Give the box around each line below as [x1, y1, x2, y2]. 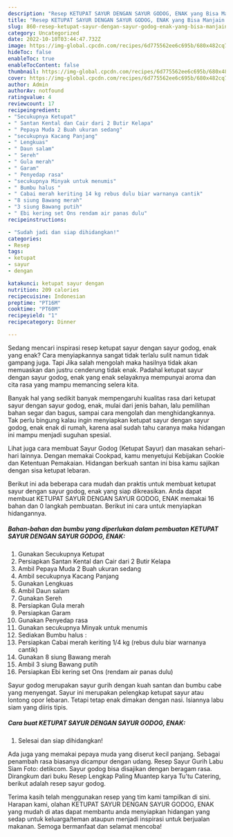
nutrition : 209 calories [8, 286, 80, 293]
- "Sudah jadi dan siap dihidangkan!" [8, 229, 120, 236]
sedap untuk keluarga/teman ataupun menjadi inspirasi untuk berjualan [8, 815, 210, 823]
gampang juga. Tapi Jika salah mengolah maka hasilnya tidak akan [8, 358, 198, 367]
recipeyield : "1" [8, 312, 58, 319]
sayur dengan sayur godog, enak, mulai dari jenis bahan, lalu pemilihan [8, 401, 210, 409]
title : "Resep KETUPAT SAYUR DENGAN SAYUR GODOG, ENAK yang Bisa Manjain [8, 17, 225, 24]
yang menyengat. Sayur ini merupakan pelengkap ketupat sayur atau [8, 688, 204, 696]
